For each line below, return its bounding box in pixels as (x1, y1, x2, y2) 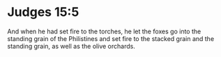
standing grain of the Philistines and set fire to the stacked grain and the (7, 34, 215, 42)
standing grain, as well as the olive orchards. (7, 42, 136, 50)
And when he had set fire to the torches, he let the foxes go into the (7, 27, 201, 35)
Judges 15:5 (7, 4, 79, 20)
